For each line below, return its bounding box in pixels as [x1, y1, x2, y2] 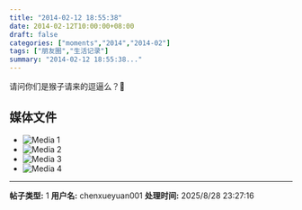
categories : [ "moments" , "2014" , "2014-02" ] [9, 38, 171, 48]
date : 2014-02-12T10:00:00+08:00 [9, 22, 135, 31]
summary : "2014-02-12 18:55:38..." [9, 55, 143, 64]
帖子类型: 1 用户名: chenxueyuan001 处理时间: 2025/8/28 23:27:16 [9, 190, 254, 201]
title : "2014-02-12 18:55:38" [9, 13, 123, 23]
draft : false [9, 30, 58, 39]
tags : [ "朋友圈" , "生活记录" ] [9, 47, 110, 56]
